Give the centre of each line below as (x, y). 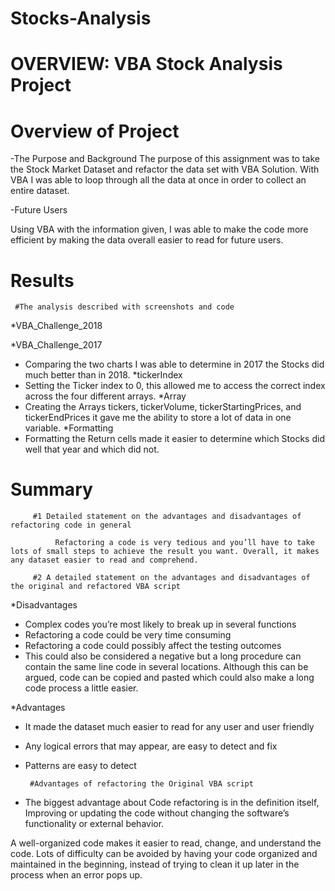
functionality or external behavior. (94, 824)
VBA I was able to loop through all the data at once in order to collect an (158, 180)
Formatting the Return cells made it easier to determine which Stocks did (174, 439)
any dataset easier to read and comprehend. (104, 560)
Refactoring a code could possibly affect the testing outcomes (153, 646)
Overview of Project (95, 131)
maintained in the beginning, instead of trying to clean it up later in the (155, 864)
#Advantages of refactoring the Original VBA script (141, 784)
